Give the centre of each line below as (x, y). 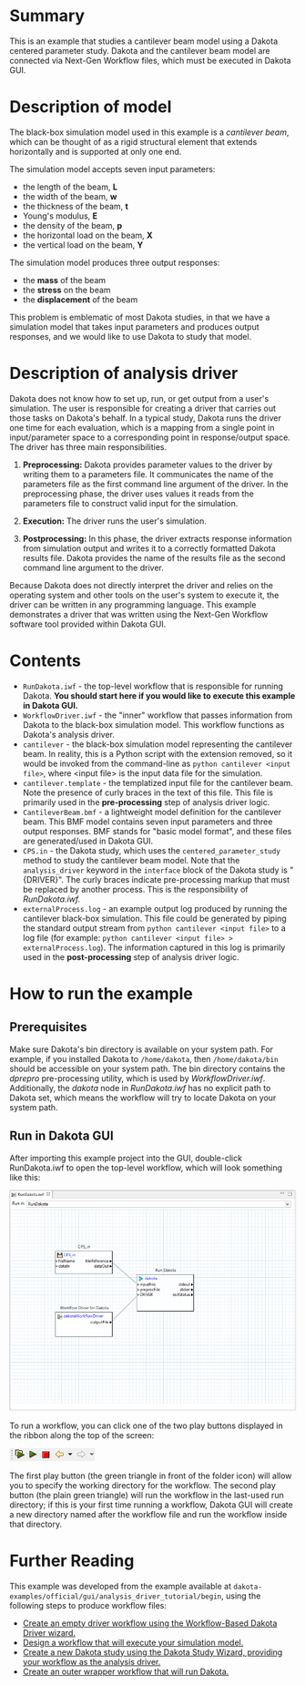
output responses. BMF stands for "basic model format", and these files (157, 831)
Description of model (91, 107)
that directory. (36, 1524)
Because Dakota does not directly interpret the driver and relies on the (141, 585)
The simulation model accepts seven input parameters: (112, 169)
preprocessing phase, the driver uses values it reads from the (138, 494)
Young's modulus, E (60, 216)
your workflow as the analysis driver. (91, 1661)
